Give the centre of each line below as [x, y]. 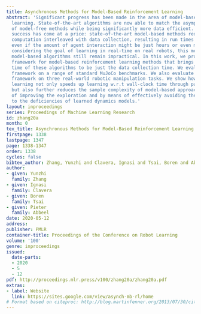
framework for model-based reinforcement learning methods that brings [103, 62]
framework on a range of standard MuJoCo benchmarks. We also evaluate [103, 73]
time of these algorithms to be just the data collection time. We [98, 68]
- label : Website [28, 291]
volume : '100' [24, 241]
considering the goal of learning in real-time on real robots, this [100, 51]
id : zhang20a [22, 118]
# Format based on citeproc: [42, 302]
